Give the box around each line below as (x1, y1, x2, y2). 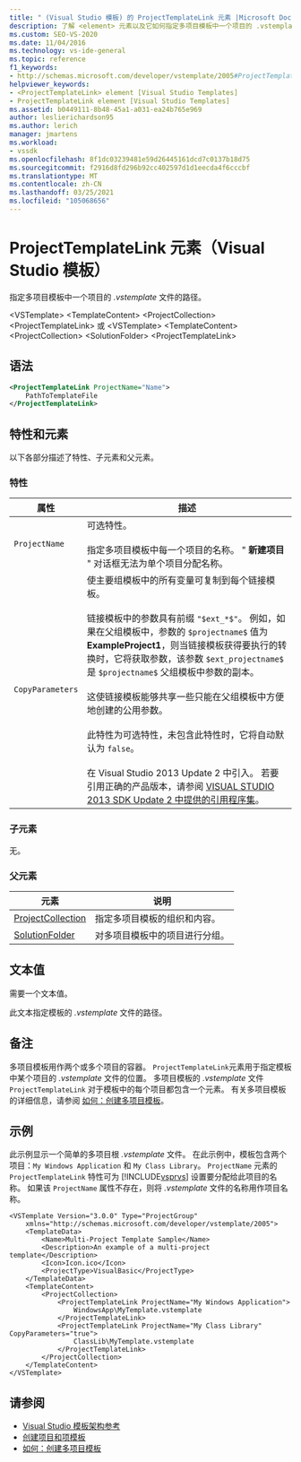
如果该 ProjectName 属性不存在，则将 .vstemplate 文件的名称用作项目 (26, 1182, 280, 1193)
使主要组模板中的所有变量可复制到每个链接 (86, 575, 267, 587)
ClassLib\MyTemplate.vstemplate (73, 1337, 194, 1346)
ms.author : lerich (9, 122, 78, 131)
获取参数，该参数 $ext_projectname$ (131, 653, 285, 665)
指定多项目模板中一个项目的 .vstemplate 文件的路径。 (9, 291, 207, 302)
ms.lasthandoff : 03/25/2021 (9, 188, 115, 197)
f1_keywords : (9, 64, 58, 73)
